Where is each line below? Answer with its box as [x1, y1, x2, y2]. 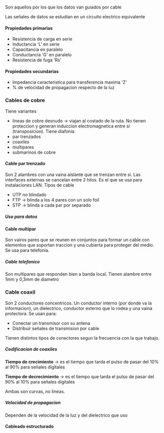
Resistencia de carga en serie [12, 36, 72, 42]
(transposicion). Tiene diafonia [12, 128, 75, 134]
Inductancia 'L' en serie [12, 42, 60, 47]
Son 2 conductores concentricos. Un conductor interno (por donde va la [5, 300, 152, 306]
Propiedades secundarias [5, 68, 59, 74]
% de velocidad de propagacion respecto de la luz [12, 85, 115, 90]
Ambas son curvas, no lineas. [5, 388, 65, 394]
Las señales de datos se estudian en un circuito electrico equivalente [5, 14, 145, 19]
